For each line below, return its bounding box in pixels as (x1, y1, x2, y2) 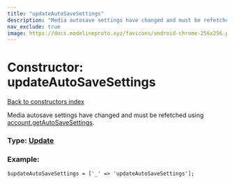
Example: (7, 155, 40, 164)
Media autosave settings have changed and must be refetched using (7, 111, 204, 119)
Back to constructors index (7, 98, 85, 106)
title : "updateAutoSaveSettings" (7, 10, 104, 17)
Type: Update (7, 136, 54, 146)
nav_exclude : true (7, 23, 61, 30)
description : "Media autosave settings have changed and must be (7, 17, 201, 24)
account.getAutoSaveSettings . (7, 118, 95, 127)
